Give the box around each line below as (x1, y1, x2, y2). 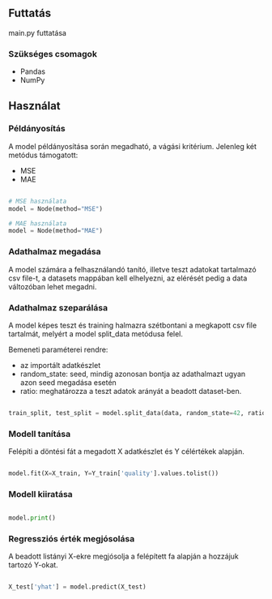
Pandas (19, 66, 46, 76)
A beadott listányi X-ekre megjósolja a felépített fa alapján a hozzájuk (8, 551, 239, 562)
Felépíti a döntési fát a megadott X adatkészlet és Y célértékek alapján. (8, 447, 244, 456)
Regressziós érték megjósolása (8, 533, 135, 545)
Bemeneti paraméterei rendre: (8, 344, 108, 354)
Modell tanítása (8, 428, 71, 439)
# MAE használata (8, 219, 67, 228)
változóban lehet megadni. (8, 281, 97, 291)
